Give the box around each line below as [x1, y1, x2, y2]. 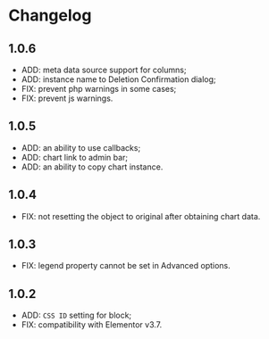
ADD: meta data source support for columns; [21, 64, 187, 75]
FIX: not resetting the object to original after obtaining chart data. [21, 211, 261, 221]
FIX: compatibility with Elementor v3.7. [21, 319, 163, 330]
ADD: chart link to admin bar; [21, 152, 129, 162]
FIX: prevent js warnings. [21, 93, 113, 103]
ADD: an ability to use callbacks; [21, 142, 141, 153]
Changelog [8, 5, 92, 26]
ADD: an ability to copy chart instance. [21, 161, 164, 172]
